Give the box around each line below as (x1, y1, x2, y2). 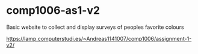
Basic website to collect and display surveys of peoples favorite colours (6, 23, 185, 31)
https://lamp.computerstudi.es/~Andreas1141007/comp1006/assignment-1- (6, 35, 192, 42)
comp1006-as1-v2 (6, 4, 101, 17)
